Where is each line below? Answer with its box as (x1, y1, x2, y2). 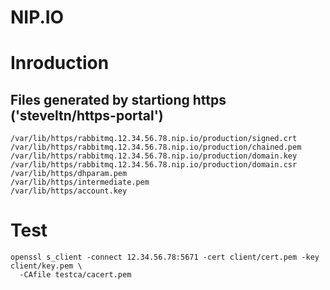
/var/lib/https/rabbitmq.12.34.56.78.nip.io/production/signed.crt (10, 134, 298, 144)
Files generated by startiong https (10, 91, 227, 108)
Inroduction (10, 52, 110, 75)
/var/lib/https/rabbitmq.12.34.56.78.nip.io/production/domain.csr (10, 160, 298, 170)
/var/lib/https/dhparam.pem (10, 169, 128, 179)
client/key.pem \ (10, 261, 83, 271)
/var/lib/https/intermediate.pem (10, 177, 150, 188)
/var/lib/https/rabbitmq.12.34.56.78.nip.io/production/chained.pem (10, 142, 302, 153)
